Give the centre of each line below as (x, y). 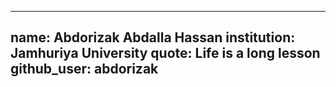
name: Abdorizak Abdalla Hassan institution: (153, 37)
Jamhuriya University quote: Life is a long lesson (165, 53)
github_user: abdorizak (84, 69)
